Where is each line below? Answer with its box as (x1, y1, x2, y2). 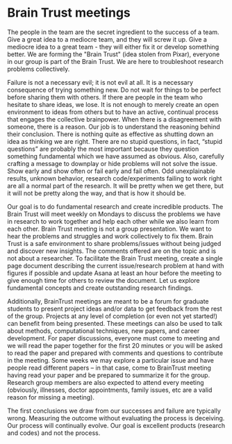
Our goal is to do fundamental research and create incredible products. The (7, 202, 224, 211)
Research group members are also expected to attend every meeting (7, 378, 204, 386)
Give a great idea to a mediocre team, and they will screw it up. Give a (7, 35, 207, 43)
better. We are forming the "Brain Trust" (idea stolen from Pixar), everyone (7, 50, 220, 58)
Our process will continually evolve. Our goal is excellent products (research (7, 421, 226, 429)
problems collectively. (7, 65, 70, 73)
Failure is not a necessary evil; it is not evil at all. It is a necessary (7, 78, 193, 86)
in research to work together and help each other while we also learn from (7, 217, 219, 225)
